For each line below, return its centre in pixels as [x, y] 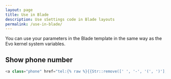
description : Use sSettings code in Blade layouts [60, 19]
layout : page [19, 10]
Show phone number [39, 60]
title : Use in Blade [27, 15]
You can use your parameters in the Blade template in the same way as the [83, 38]
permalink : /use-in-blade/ [34, 24]
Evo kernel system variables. [35, 44]
